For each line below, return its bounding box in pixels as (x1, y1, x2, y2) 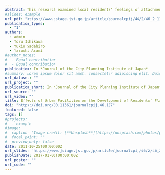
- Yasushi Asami (9, 48, 43, 53)
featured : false (5, 107, 38, 113)
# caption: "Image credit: (5, 130, 63, 135)
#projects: (5, 116, 27, 122)
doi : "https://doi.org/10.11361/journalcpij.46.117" (5, 103, 115, 108)
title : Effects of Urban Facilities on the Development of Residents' (5, 99, 153, 103)
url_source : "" (5, 89, 36, 94)
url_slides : (5, 149, 29, 153)
